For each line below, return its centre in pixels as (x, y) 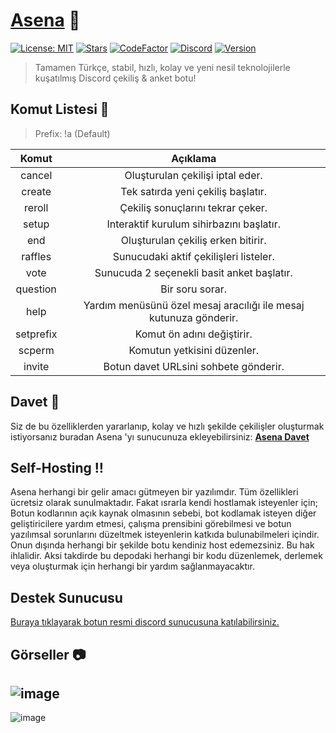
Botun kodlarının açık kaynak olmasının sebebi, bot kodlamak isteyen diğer (163, 513)
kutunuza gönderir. (194, 317)
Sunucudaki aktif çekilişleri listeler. (193, 256)
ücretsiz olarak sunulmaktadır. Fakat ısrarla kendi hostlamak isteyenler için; (164, 503)
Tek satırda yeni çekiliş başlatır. (194, 191)
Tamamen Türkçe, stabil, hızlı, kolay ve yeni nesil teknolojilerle (162, 67)
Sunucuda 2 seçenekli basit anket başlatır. (193, 272)
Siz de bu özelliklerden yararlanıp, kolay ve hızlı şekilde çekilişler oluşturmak (167, 426)
